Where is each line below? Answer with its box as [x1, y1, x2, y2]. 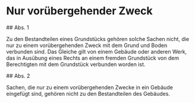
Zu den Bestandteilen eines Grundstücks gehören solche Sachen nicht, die [6, 35, 189, 42]
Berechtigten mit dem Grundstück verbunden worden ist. [6, 61, 146, 68]
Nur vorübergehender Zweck [6, 4, 153, 18]
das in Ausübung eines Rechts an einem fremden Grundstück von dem [6, 54, 180, 61]
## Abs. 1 [6, 24, 29, 31]
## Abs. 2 [6, 72, 30, 79]
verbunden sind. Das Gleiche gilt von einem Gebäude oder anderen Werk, [6, 48, 187, 55]
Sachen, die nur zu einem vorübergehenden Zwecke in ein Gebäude [6, 83, 174, 90]
